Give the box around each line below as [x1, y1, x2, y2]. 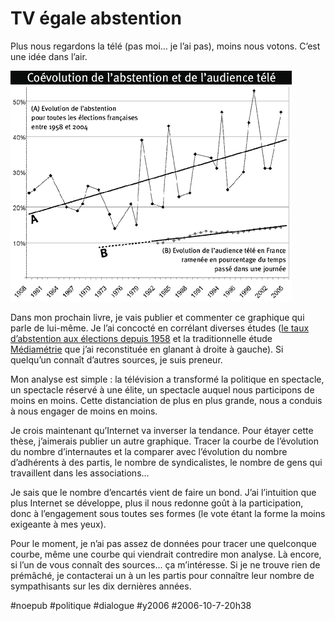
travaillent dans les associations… [10, 467, 150, 479]
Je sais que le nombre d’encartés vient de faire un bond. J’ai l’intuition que [10, 486, 317, 498]
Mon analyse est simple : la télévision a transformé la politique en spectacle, [10, 373, 325, 385]
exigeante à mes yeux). [10, 518, 107, 530]
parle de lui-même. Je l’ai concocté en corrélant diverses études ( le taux [10, 322, 310, 334]
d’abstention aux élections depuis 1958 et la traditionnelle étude [10, 332, 273, 344]
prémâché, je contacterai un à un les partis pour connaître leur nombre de [10, 569, 315, 581]
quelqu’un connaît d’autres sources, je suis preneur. [10, 353, 223, 366]
